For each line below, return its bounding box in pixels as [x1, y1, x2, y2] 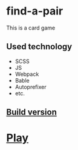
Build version [6, 107, 57, 117]
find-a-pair [6, 4, 63, 18]
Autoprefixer [15, 83, 47, 90]
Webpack [15, 70, 39, 78]
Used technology [6, 42, 73, 52]
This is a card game [6, 24, 56, 31]
